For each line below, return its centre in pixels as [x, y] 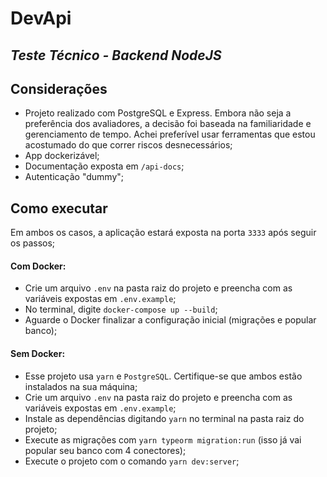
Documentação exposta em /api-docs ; [104, 166]
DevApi [41, 18]
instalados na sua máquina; [81, 386]
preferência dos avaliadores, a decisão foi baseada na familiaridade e [168, 124]
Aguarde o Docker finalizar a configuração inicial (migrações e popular [170, 320]
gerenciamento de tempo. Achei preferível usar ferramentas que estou [170, 134]
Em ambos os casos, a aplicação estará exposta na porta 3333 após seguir [163, 233]
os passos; [33, 243]
